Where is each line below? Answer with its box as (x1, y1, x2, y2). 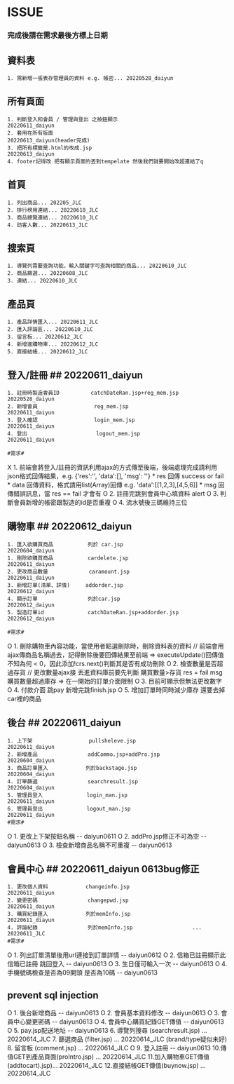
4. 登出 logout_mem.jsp (7, 430, 140, 437)
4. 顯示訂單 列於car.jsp (7, 595, 121, 602)
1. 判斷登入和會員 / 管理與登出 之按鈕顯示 (7, 116, 118, 123)
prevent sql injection (7, 989, 99, 1001)
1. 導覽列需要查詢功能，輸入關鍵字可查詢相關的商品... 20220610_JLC (7, 262, 187, 270)
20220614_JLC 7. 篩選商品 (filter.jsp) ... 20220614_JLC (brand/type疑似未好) (7, 1035, 228, 1043)
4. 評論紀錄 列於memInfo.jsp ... (7, 924, 202, 931)
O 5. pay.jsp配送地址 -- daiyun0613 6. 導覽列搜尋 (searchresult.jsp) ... (7, 1027, 207, 1035)
